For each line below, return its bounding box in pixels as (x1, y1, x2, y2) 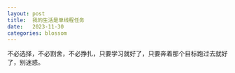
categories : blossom (7, 29, 68, 37)
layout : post (7, 10, 45, 17)
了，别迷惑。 (7, 58, 44, 67)
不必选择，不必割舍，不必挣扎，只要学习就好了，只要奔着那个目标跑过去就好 (7, 49, 228, 58)
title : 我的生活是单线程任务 (7, 17, 85, 24)
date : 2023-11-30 (7, 23, 64, 30)
